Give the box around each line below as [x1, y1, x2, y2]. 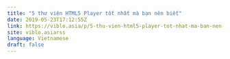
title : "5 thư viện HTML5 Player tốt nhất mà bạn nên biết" [7, 9, 183, 17]
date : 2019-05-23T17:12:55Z [7, 16, 88, 23]
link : [7, 22, 23, 29]
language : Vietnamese [7, 35, 69, 42]
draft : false [7, 41, 44, 48]
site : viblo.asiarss [7, 28, 66, 36]
